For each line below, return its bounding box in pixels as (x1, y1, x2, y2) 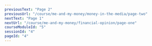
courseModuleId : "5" (4, 25, 46, 30)
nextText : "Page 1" (4, 16, 44, 21)
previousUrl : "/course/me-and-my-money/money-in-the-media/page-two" (4, 11, 148, 16)
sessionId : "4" (4, 29, 35, 34)
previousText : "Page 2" (4, 7, 53, 12)
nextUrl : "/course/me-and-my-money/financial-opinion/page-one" (4, 20, 137, 25)
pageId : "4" (4, 34, 29, 39)
